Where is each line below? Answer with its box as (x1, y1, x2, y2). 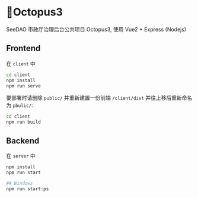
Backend (6, 136, 40, 146)
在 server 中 (6, 152, 36, 159)
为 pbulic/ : (6, 102, 34, 109)
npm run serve (6, 83, 41, 89)
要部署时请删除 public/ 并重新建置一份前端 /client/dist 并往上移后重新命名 (6, 95, 193, 102)
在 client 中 (6, 59, 36, 67)
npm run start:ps (6, 186, 49, 192)
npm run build (6, 119, 41, 125)
